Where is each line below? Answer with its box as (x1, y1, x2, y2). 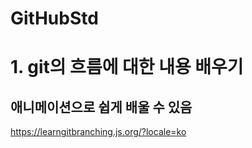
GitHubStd (10, 7, 99, 30)
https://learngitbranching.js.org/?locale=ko (10, 126, 187, 138)
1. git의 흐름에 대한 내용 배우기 (10, 56, 244, 79)
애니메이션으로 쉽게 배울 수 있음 (10, 98, 193, 116)
